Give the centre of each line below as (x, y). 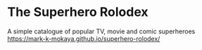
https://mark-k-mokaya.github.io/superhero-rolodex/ (84, 38)
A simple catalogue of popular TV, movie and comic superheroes (101, 31)
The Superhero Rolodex (78, 12)
